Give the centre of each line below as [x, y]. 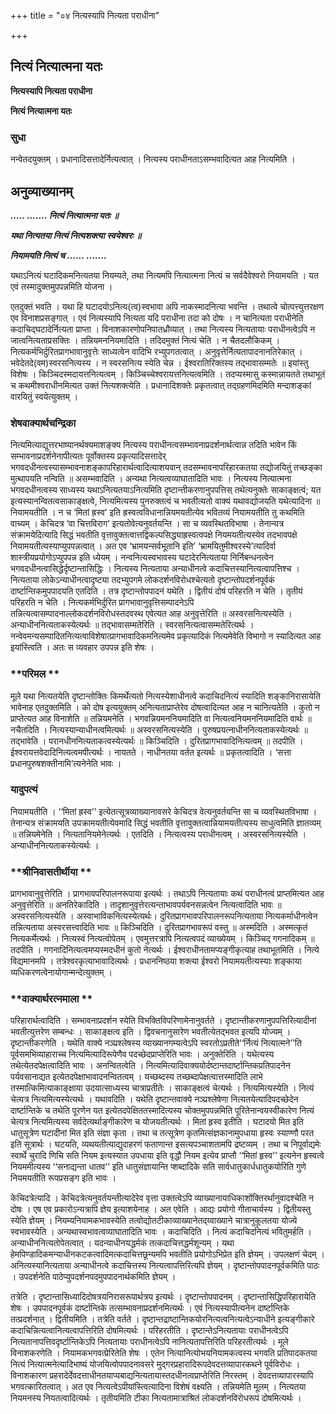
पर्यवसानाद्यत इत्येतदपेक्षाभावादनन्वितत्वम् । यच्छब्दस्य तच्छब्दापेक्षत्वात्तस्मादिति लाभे [136, 1077]
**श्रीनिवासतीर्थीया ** [51, 872]
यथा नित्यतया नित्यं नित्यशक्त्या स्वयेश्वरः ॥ [76, 235]
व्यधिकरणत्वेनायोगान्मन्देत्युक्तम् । [61, 972]
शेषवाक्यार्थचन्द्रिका [43, 423]
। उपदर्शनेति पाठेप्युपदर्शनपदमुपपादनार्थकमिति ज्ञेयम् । [93, 1277]
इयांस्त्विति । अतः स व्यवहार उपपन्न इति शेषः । [82, 647]
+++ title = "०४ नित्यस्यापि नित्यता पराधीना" [85, 15]
